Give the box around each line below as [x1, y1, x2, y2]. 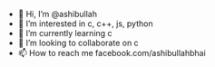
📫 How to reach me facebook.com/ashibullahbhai [17, 48, 206, 58]
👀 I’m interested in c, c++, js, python [17, 18, 153, 29]
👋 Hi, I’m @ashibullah [17, 9, 98, 19]
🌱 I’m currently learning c [17, 28, 112, 38]
